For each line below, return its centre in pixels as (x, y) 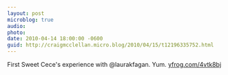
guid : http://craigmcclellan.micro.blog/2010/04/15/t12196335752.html (111, 45)
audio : (17, 26)
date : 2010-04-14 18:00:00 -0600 (55, 39)
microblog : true (30, 20)
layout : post (26, 13)
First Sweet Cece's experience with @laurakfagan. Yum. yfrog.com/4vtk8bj (114, 64)
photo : (17, 32)
